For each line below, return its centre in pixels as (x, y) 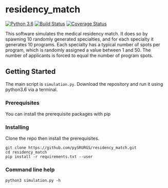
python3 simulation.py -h (33, 180)
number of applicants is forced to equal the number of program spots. (79, 55)
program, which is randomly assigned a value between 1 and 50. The (78, 50)
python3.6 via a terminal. (32, 89)
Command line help (30, 170)
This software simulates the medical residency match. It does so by (77, 33)
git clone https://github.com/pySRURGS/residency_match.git (71, 148)
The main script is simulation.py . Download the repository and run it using (84, 84)
